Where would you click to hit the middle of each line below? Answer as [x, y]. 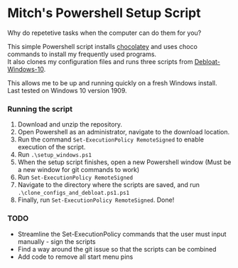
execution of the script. [52, 147]
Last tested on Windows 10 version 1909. [67, 90]
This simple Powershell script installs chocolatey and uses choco [102, 46]
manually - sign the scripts [56, 241]
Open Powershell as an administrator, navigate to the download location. [124, 132]
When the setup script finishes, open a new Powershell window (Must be [124, 162]
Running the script [40, 109]
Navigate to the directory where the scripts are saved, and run [109, 185]
